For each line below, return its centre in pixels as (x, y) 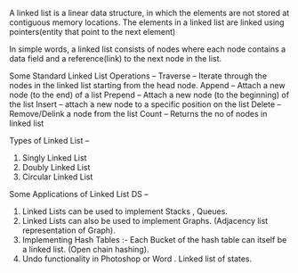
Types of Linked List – (49, 141)
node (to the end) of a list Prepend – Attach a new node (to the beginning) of (149, 95)
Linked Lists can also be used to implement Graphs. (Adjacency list (145, 221)
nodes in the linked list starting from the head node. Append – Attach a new (148, 85)
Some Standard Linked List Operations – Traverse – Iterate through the (138, 76)
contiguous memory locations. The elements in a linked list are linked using (147, 22)
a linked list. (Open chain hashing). (85, 249)
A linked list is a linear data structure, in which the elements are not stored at (149, 13)
